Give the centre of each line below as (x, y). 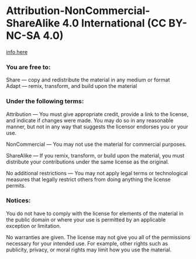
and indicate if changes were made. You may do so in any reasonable (90, 120)
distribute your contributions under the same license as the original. (88, 162)
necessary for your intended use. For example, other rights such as (87, 243)
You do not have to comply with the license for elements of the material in (95, 213)
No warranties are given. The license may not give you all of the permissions (98, 237)
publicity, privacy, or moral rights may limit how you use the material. (89, 250)
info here (17, 52)
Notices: (18, 200)
